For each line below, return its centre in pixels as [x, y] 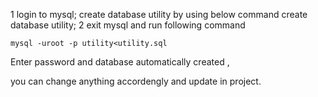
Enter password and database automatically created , [120, 62]
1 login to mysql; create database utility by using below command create [159, 14]
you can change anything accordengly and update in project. [136, 81]
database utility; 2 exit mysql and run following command [128, 25]
